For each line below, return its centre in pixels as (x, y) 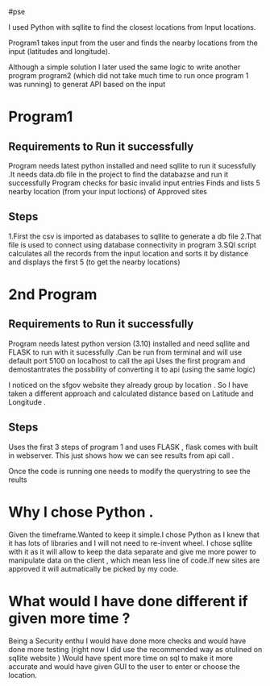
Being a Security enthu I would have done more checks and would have (127, 641)
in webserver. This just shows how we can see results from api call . (121, 455)
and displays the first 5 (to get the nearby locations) (94, 262)
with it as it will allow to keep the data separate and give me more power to (132, 551)
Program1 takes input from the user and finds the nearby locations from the (133, 43)
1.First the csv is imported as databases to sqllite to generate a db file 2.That (135, 236)
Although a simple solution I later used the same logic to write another (125, 67)
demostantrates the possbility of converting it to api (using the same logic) (132, 369)
